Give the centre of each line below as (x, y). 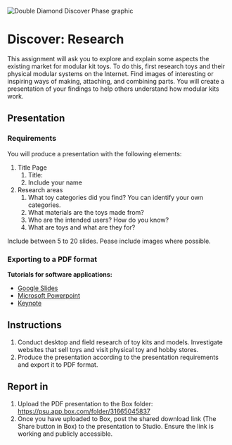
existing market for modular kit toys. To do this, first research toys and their (116, 66)
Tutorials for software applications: (60, 274)
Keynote (30, 303)
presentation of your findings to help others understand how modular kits (113, 89)
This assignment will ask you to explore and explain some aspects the (108, 58)
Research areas (40, 189)
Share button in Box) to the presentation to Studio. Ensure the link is (116, 426)
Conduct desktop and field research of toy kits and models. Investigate (120, 342)
